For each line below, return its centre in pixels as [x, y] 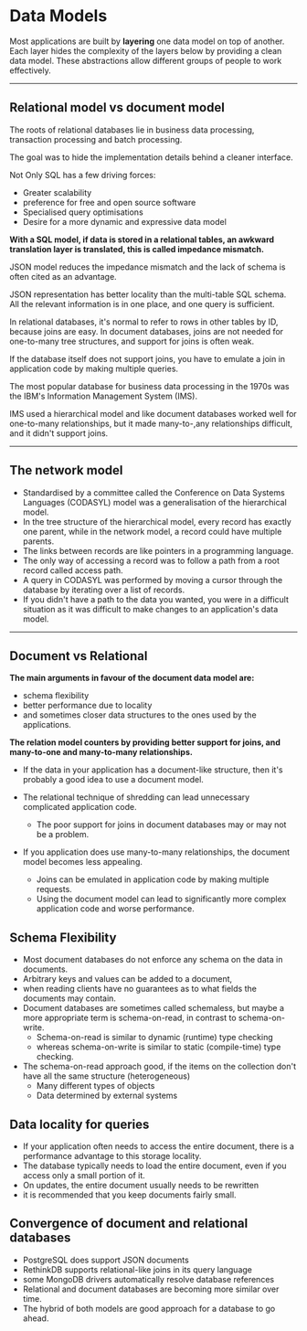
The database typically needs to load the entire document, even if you [154, 1166]
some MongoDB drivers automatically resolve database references [148, 1279]
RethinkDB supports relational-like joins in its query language [138, 1269]
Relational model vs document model [117, 107]
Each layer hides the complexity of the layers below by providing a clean [146, 50]
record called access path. [73, 570]
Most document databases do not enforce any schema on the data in [153, 960]
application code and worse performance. [115, 909]
